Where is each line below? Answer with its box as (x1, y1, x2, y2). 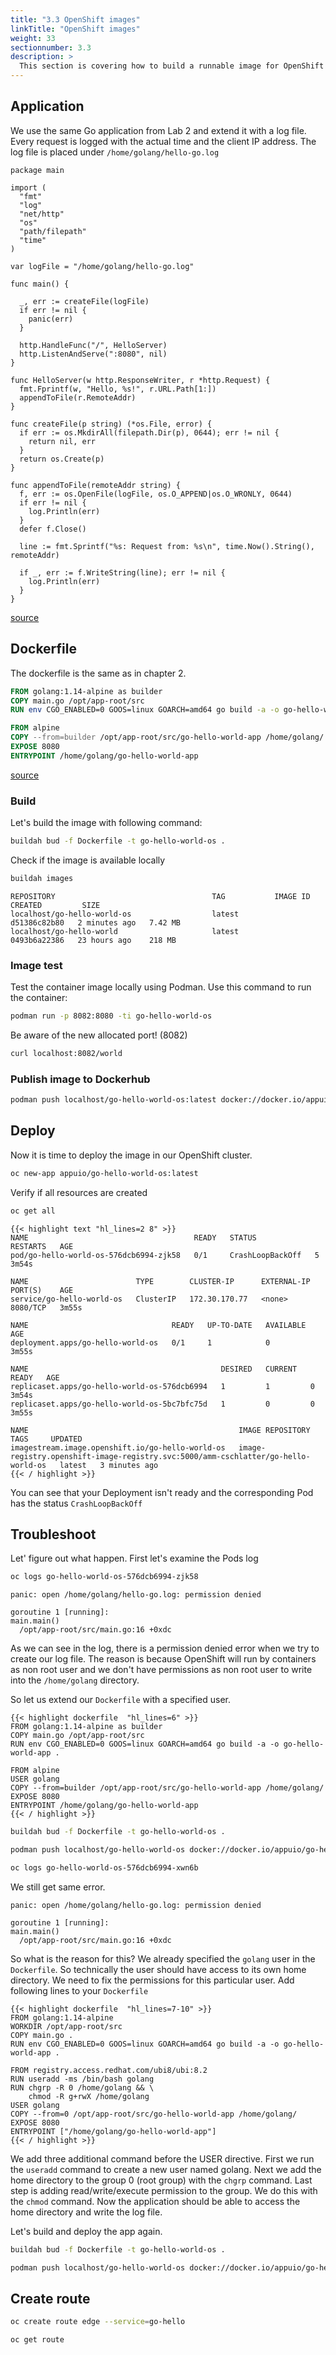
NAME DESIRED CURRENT (10, 1364, 298, 1374)
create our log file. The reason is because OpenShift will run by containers (10, 1653, 317, 1665)
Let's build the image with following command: (10, 817, 203, 829)
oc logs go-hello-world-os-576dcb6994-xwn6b (10, 1863, 199, 1873)
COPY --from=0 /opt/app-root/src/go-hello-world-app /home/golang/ (10, 2109, 298, 2119)
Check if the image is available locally (10, 854, 166, 866)
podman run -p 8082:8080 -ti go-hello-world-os (10, 1011, 213, 1021)
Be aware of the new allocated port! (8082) (10, 1029, 188, 1041)
